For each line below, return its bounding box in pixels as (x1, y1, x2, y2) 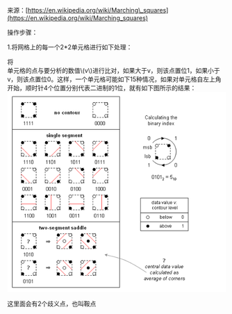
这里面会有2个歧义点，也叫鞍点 (7, 299, 97, 308)
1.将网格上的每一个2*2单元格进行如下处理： (7, 43, 133, 51)
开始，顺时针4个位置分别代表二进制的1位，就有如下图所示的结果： (7, 84, 197, 92)
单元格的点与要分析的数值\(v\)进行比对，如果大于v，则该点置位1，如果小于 (7, 67, 220, 74)
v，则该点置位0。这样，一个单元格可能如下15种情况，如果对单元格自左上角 (7, 75, 222, 83)
